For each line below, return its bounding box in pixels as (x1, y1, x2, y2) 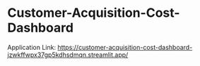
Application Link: (7, 43, 57, 51)
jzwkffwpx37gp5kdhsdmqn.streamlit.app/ (7, 51, 129, 59)
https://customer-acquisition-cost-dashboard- (57, 43, 193, 51)
